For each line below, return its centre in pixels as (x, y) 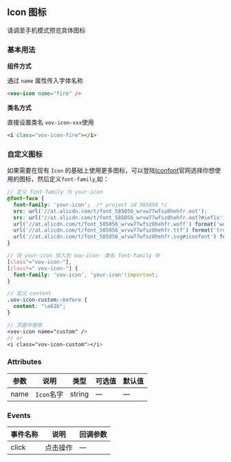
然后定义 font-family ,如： (73, 179)
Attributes (24, 362)
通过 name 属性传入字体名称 (45, 80)
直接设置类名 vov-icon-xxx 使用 (51, 122)
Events (19, 415)
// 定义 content (29, 294)
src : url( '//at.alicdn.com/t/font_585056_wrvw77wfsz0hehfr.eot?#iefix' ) (120, 218)
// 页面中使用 (25, 325)
